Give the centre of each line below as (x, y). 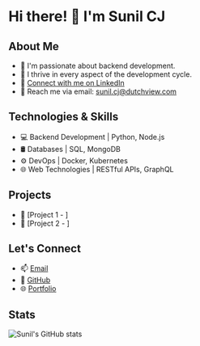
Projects (30, 195)
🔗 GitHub (35, 280)
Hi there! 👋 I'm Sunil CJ (87, 17)
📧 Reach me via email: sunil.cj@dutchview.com (98, 91)
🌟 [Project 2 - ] (45, 223)
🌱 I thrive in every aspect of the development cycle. (106, 74)
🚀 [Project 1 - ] (44, 214)
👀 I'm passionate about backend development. (98, 65)
